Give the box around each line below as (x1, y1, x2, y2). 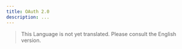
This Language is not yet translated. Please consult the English (20, 30, 177, 37)
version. (20, 37, 41, 44)
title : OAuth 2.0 (6, 8, 50, 15)
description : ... (6, 14, 50, 20)
